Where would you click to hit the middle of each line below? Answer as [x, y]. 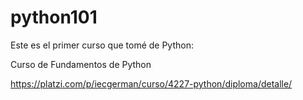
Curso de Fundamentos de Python [81, 64]
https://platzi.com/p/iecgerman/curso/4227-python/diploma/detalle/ [151, 83]
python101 [54, 17]
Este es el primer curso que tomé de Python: [102, 45]
